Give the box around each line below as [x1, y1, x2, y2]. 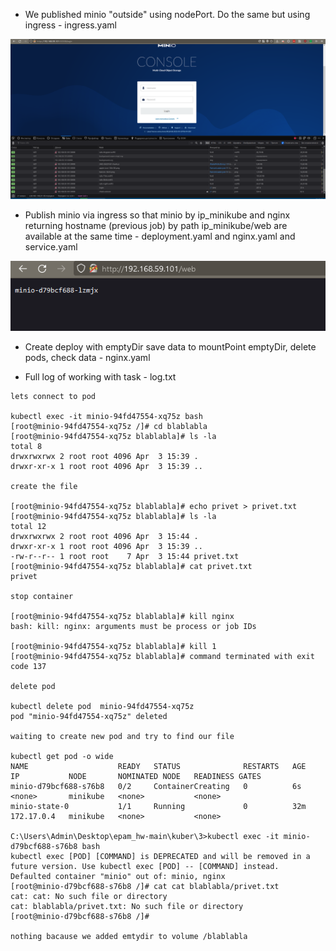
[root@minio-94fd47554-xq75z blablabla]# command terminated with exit [10, 651, 315, 661]
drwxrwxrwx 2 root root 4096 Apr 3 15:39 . [10, 451, 199, 461]
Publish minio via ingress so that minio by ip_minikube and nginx [24, 209, 291, 221]
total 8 [10, 441, 43, 451]
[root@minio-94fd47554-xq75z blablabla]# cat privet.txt [10, 561, 253, 571]
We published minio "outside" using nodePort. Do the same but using [24, 9, 311, 20]
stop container [10, 591, 74, 601]
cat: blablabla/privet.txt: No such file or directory [10, 901, 244, 911]
